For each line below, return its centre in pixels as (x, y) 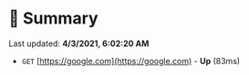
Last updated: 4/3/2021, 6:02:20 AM (79, 43)
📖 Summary (53, 19)
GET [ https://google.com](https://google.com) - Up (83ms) (131, 61)
